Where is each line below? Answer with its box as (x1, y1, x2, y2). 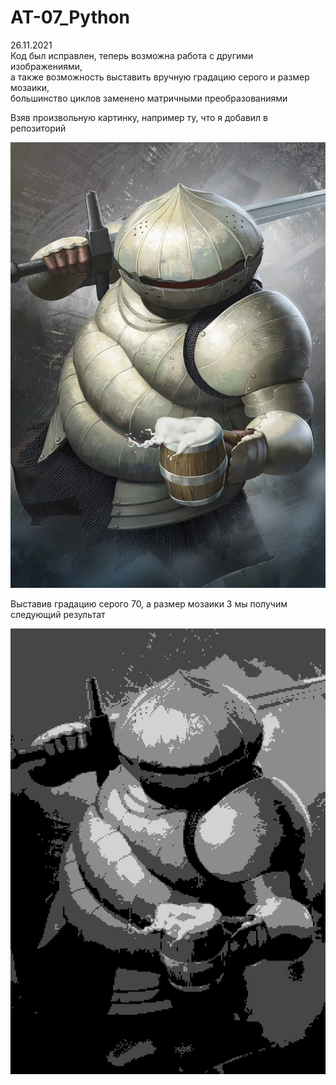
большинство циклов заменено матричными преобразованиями (10, 92, 288, 104)
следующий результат (10, 608, 106, 620)
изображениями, (10, 60, 83, 72)
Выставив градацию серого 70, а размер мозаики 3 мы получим (10, 597, 288, 610)
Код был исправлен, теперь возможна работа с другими (10, 49, 254, 61)
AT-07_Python (10, 6, 131, 29)
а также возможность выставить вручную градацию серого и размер (10, 71, 310, 83)
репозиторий (10, 122, 67, 134)
